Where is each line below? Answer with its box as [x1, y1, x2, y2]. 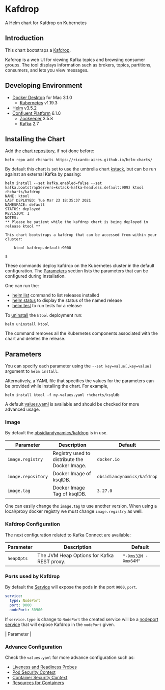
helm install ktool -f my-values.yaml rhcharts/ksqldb [5, 393, 120, 397]
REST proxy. [37, 558, 66, 565]
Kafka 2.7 [19, 121, 39, 127]
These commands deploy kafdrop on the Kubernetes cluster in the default [5, 263, 155, 269]
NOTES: [5, 215, 19, 220]
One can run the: [5, 283, 39, 289]
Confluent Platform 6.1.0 [12, 110, 61, 116]
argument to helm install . [5, 368, 59, 374]
